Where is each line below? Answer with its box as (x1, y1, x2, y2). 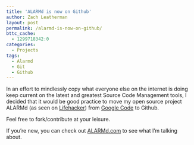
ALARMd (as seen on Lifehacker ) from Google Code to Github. (6, 104, 159, 111)
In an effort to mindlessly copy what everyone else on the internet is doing (6, 85, 189, 92)
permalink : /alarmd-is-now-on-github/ (6, 25, 102, 31)
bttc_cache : (6, 31, 36, 37)
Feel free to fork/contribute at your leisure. (6, 116, 111, 123)
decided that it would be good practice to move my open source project (6, 98, 183, 105)
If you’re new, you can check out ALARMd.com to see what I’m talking (6, 127, 177, 134)
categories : (6, 42, 36, 48)
